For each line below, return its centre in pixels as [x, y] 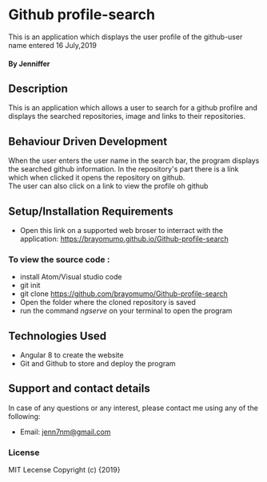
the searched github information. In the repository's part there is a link [124, 169]
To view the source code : [59, 259]
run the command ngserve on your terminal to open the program [126, 311]
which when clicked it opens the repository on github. [97, 178]
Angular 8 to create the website [72, 355]
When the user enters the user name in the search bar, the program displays [134, 160]
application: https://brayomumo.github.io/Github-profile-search [124, 239]
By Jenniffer [29, 63]
